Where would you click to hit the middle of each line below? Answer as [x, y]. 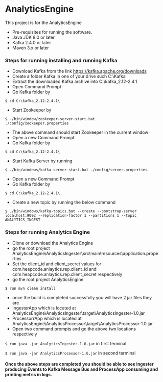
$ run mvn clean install [30, 288]
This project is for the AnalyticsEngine [43, 23]
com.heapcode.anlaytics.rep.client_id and [54, 269]
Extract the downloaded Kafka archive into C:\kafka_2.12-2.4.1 [74, 81]
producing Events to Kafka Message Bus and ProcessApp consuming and [81, 369]
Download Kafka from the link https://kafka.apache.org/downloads [79, 71]
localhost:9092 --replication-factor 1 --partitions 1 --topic [71, 216]
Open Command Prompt [37, 87]
